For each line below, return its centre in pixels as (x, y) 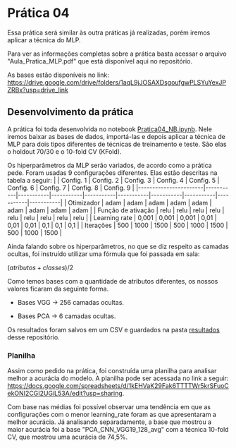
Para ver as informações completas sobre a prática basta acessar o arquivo (117, 54)
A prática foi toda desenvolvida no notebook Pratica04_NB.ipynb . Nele (110, 129)
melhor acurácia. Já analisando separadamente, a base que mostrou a (110, 422)
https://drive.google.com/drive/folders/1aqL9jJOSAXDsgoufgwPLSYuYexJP (117, 82)
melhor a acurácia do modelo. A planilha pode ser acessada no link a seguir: (118, 378)
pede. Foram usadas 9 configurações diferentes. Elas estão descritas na (112, 172)
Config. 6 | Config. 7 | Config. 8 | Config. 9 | (71, 188)
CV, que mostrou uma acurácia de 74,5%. (68, 437)
